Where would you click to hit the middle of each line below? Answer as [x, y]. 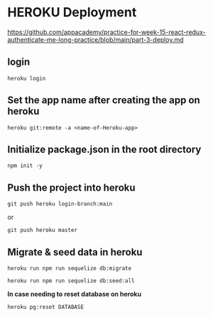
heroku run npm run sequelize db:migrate [70, 268]
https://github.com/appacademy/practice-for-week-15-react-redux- [106, 32]
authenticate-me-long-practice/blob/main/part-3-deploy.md [95, 39]
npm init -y [25, 166]
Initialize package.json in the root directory [104, 149]
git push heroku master [43, 230]
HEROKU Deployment [72, 12]
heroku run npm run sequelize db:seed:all [71, 281]
